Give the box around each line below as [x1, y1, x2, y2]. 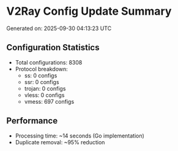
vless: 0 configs [24, 91, 65, 99]
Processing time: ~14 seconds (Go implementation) [15, 132, 145, 139]
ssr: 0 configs [24, 78, 59, 85]
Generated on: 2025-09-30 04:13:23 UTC [6, 25, 112, 32]
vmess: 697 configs [24, 98, 75, 105]
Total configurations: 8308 [15, 58, 83, 66]
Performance [6, 115, 58, 126]
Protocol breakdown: [15, 65, 69, 72]
